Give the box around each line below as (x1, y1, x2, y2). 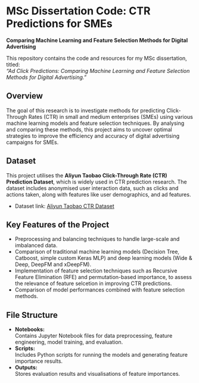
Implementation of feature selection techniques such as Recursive (14, 267, 178, 274)
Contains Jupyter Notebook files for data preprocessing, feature (14, 332, 173, 339)
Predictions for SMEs (6, 17, 113, 30)
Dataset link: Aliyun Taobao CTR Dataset (14, 202, 114, 210)
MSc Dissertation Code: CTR (6, 4, 151, 18)
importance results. (14, 357, 63, 365)
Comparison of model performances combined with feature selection (14, 286, 185, 293)
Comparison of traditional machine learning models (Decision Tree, (14, 248, 180, 255)
